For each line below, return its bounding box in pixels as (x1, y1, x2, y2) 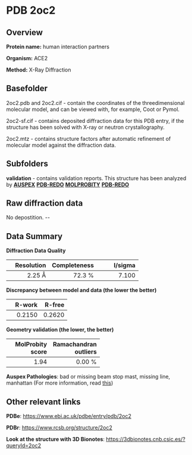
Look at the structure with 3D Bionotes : (6, 436, 105, 443)
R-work (15, 301, 38, 309)
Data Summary (6, 231, 63, 242)
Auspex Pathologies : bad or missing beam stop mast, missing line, (6, 373, 171, 380)
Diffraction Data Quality (6, 247, 66, 254)
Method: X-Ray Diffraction (6, 66, 71, 73)
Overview (6, 27, 43, 38)
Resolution (15, 261, 46, 270)
